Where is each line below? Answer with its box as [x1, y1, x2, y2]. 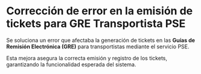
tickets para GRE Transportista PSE [6, 17, 186, 30]
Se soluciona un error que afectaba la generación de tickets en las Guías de [6, 36, 195, 44]
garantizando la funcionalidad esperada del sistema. [6, 61, 136, 68]
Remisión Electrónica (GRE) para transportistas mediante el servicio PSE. [6, 43, 190, 50]
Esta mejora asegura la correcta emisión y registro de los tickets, [6, 54, 168, 61]
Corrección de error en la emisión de [6, 4, 193, 18]
